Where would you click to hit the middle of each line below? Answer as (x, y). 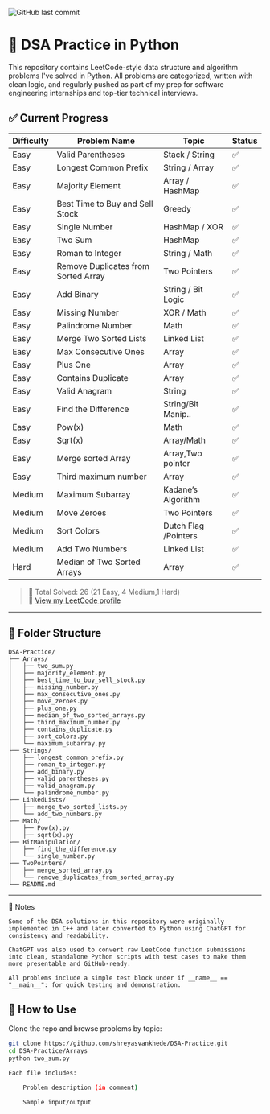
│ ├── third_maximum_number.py (64, 722)
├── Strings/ (30, 750)
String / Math (188, 253)
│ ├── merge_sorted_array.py (61, 870)
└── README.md (32, 884)
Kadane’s (181, 489)
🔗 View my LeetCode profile (74, 600)
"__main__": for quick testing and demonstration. (95, 985)
